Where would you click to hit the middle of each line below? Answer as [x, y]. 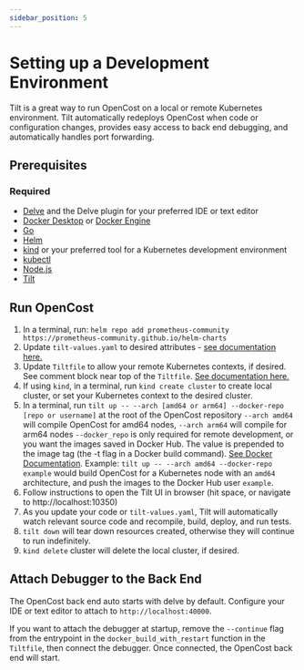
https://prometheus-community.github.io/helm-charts [125, 338]
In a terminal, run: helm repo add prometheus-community [126, 330]
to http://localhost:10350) [70, 502]
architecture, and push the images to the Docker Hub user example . [148, 483]
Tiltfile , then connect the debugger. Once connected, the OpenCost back [151, 647]
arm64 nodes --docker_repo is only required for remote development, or [158, 435]
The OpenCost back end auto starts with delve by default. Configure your [147, 601]
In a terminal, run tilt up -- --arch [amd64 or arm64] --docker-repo [153, 406]
